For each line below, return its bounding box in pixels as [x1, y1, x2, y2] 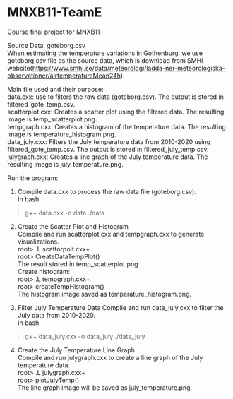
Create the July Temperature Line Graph [17, 345, 136, 354]
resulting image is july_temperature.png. [7, 160, 124, 168]
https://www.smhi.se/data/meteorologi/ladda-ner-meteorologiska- [32, 64, 226, 72]
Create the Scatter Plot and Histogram [17, 222, 129, 230]
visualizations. [17, 237, 60, 246]
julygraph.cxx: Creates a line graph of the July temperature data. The [7, 153, 208, 161]
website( [7, 64, 33, 72]
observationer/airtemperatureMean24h [7, 71, 121, 80]
